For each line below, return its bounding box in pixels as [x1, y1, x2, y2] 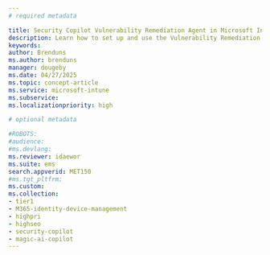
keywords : [8, 41, 42, 49]
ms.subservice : [8, 93, 59, 101]
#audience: [8, 138, 45, 146]
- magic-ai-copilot [8, 235, 74, 243]
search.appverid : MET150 [8, 167, 92, 175]
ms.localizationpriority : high [8, 101, 113, 109]
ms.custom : [8, 183, 45, 191]
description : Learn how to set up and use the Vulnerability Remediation [8, 34, 261, 42]
